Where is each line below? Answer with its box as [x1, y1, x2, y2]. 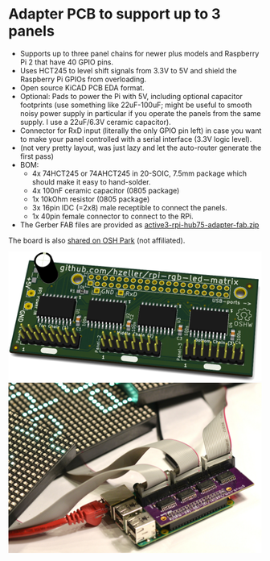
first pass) [19, 151, 55, 161]
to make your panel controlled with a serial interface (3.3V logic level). [19, 134, 252, 143]
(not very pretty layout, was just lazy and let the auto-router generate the [19, 143, 262, 152]
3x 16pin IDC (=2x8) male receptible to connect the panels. [31, 202, 227, 212]
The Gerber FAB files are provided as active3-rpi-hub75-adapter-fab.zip [19, 219, 260, 230]
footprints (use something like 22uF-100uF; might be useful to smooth [19, 100, 252, 110]
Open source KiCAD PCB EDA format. [19, 82, 145, 93]
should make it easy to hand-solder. [31, 177, 151, 186]
